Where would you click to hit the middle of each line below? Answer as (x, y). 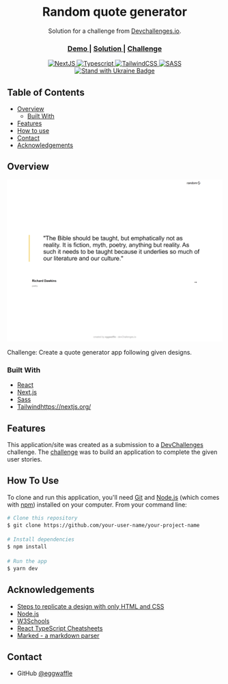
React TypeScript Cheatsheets (60, 628)
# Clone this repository (42, 518)
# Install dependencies (41, 540)
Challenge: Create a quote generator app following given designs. (100, 352)
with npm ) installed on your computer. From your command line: (97, 505)
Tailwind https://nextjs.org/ (54, 407)
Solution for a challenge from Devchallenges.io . (115, 31)
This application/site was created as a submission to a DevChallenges (105, 444)
